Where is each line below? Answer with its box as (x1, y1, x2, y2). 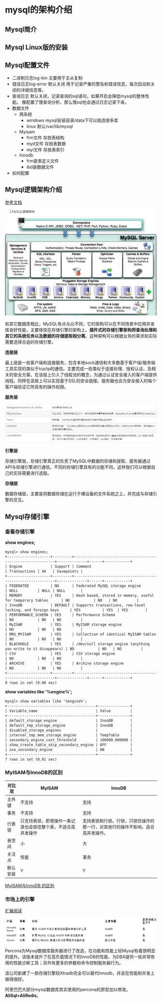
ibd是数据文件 (26, 164, 54, 170)
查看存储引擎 (5, 528, 35, 535)
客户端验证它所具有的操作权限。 (5, 384, 68, 390)
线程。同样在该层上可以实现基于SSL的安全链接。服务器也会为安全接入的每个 (5, 377, 157, 383)
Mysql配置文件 (5, 61, 50, 69)
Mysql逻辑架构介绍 (5, 186, 63, 194)
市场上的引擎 (5, 896, 35, 903)
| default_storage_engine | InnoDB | (5, 718, 133, 723)
